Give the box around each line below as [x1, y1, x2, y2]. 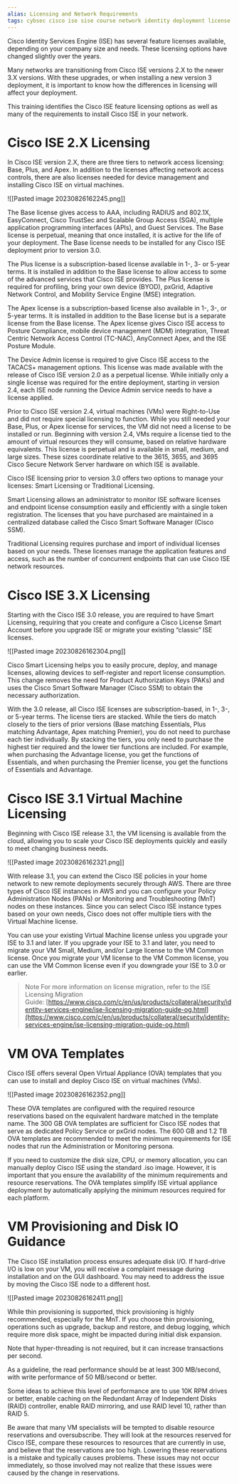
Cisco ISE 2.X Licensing [7, 135, 151, 150]
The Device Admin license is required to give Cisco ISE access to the [7, 355, 209, 364]
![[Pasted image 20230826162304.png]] [7, 647, 126, 656]
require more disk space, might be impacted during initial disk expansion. [7, 1330, 222, 1339]
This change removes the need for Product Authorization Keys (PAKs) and [7, 676, 225, 684]
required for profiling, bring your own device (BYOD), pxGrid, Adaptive [7, 283, 213, 291]
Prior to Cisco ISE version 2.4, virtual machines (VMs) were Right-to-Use [7, 407, 221, 416]
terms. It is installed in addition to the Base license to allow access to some [7, 268, 227, 276]
